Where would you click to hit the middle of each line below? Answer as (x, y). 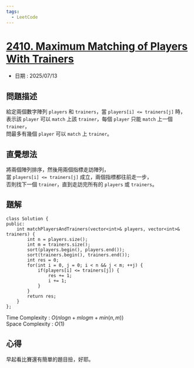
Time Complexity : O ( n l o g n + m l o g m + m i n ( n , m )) (65, 317)
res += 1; (60, 275)
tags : (13, 12)
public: (16, 224)
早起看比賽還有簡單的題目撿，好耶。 (50, 359)
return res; (42, 296)
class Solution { (27, 219)
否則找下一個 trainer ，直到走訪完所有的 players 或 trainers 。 (82, 184)
